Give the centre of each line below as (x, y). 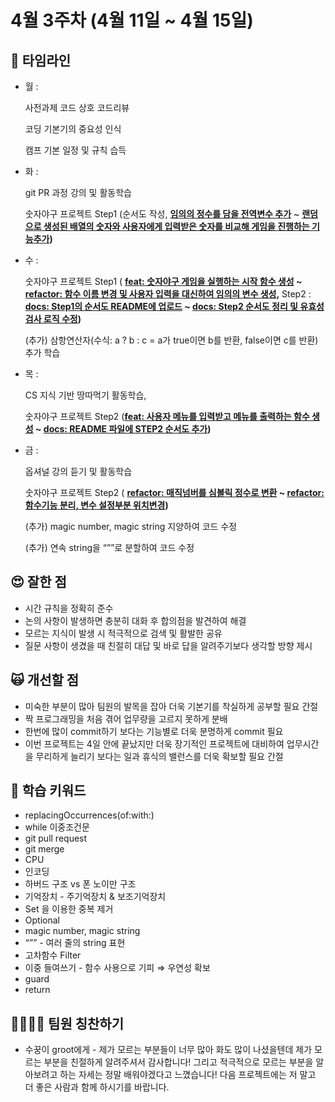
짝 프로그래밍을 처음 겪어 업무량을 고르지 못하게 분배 (126, 718)
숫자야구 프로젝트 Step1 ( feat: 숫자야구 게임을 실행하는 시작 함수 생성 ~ (163, 281)
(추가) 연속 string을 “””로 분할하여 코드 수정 (109, 547)
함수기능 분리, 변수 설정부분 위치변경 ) (96, 505)
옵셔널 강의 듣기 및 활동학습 (78, 471)
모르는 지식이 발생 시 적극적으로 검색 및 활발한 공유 (123, 633)
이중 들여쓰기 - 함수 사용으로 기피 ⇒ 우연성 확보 (117, 968)
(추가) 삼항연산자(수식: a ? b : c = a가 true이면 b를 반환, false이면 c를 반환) (171, 340)
